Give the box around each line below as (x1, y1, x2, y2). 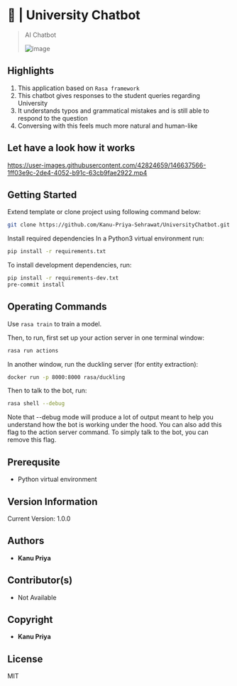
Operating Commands (7, 301, 108, 313)
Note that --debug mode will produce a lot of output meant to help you (7, 413, 214, 421)
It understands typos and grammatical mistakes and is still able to (17, 106, 209, 115)
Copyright (7, 614, 53, 626)
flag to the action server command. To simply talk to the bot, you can (7, 428, 209, 436)
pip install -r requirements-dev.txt (7, 275, 119, 282)
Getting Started (7, 189, 77, 201)
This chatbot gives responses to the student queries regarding (17, 91, 201, 99)
